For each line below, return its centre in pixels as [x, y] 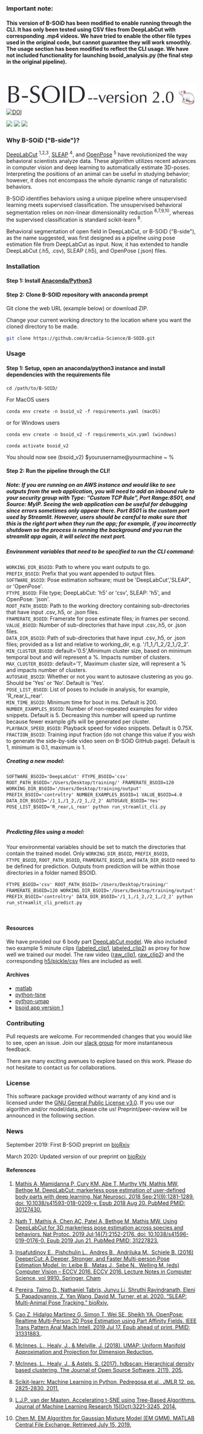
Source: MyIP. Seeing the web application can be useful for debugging [97, 504]
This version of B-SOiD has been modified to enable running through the [99, 23]
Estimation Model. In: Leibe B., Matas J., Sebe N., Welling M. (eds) [97, 1265]
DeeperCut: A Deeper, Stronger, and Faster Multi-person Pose [92, 1258]
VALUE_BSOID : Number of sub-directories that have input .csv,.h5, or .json [96, 625]
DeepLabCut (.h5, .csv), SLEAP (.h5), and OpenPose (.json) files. [87, 250]
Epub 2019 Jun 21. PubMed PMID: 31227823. [103, 1240]
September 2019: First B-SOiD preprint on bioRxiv [68, 1144]
